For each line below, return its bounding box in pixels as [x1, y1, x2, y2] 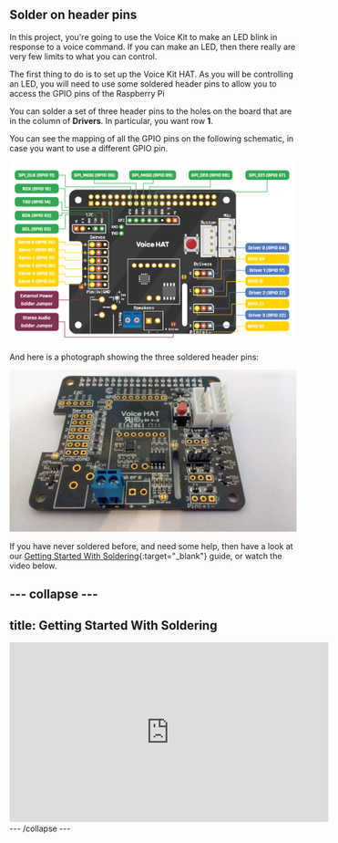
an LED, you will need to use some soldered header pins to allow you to [9, 78, 277, 89]
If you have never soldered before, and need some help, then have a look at [9, 540, 293, 551]
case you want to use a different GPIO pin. [9, 142, 169, 153]
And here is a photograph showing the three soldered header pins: [9, 351, 260, 363]
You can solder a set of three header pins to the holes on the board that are [9, 105, 292, 117]
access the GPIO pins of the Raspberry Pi [9, 88, 166, 99]
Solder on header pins [9, 7, 138, 23]
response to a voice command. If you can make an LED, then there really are [9, 41, 296, 52]
